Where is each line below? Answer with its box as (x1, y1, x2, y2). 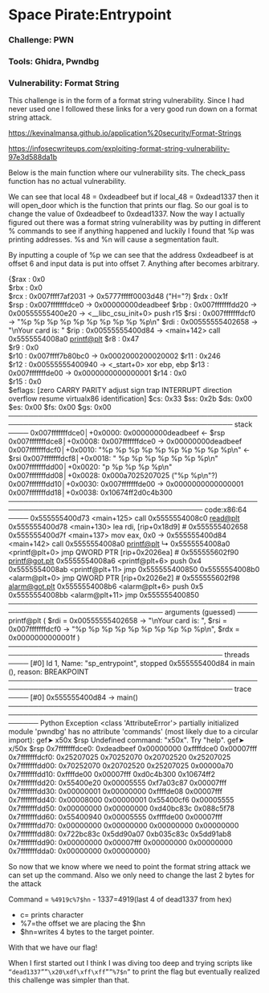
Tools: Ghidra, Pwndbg (8, 56, 100, 67)
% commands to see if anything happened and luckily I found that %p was (8, 227, 255, 236)
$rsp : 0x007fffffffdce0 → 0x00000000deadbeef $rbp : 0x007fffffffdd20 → (8, 300, 258, 310)
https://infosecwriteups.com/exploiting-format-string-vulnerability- (8, 144, 230, 153)
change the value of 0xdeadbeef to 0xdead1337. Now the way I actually (8, 209, 245, 219)
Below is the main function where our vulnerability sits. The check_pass (8, 168, 246, 178)
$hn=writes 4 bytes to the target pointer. (19, 927, 155, 937)
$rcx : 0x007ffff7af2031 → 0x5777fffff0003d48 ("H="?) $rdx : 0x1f (8, 292, 229, 301)
